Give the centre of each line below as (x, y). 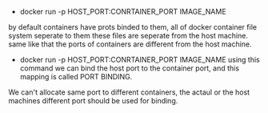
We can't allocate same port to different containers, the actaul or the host (129, 92)
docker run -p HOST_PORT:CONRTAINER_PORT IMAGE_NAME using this (140, 60)
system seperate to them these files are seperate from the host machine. (128, 36)
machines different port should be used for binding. (93, 101)
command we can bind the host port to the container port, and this (130, 68)
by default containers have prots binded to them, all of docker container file (133, 27)
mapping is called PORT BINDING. (76, 77)
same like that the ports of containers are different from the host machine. (130, 44)
